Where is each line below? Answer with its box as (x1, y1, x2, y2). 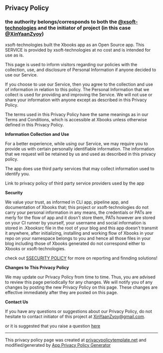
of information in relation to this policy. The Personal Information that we (5, 86, 149, 92)
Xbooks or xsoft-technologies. (5, 245, 66, 251)
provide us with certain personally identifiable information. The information (5, 146, 154, 151)
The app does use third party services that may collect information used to (5, 166, 154, 171)
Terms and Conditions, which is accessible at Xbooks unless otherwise (5, 116, 147, 122)
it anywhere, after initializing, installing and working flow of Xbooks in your (5, 230, 154, 236)
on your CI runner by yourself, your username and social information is (5, 220, 147, 225)
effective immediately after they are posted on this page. (5, 289, 118, 295)
